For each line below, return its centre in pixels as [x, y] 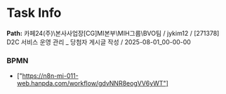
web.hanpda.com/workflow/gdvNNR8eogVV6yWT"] [93, 83]
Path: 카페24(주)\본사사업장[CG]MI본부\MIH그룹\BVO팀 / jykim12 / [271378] [113, 33]
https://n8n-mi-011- [50, 76]
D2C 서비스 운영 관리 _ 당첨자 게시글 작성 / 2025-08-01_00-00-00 [99, 42]
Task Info [34, 13]
